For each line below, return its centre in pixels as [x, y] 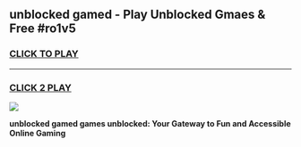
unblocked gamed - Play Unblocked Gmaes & [138, 15]
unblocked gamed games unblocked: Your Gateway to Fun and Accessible [150, 123]
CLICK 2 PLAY [40, 87]
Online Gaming [38, 133]
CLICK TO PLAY [44, 54]
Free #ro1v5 [43, 29]
